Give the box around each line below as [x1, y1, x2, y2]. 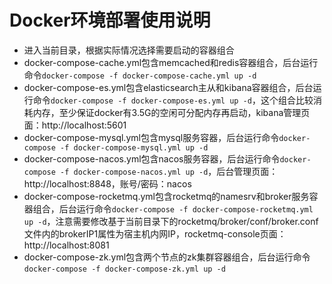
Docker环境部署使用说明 [9, 9, 211, 32]
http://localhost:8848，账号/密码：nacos [23, 177, 192, 190]
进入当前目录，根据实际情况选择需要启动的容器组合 [23, 44, 235, 56]
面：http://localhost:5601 [23, 119, 127, 131]
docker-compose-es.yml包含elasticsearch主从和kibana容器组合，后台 [23, 81, 314, 93]
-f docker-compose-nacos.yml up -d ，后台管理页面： [60, 165, 279, 177]
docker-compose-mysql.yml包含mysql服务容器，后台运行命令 [23, 131, 280, 143]
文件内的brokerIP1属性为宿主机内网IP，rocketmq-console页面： [23, 227, 287, 240]
